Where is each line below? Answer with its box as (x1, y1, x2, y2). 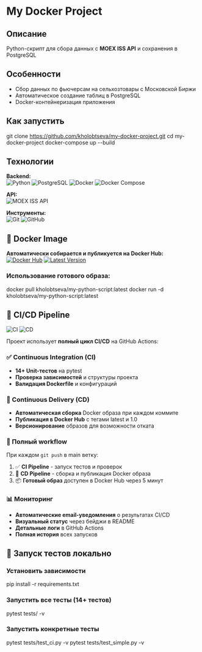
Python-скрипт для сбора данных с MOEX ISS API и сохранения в (6, 45, 178, 52)
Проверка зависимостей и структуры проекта (15, 373, 139, 380)
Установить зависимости (6, 566, 86, 575)
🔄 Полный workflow (6, 437, 67, 446)
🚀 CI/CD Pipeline (6, 309, 70, 320)
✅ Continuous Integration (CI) (6, 353, 96, 361)
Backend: (6, 172, 31, 180)
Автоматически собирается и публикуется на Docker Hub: (6, 250, 164, 257)
